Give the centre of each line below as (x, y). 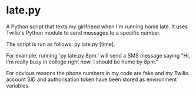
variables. (18, 85)
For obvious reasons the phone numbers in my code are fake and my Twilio (97, 73)
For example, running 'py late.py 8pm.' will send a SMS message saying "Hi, (98, 55)
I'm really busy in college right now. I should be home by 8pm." (82, 62)
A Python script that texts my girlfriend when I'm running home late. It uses (97, 26)
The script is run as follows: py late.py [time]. (61, 44)
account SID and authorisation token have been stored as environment (92, 79)
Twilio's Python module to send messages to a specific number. (83, 32)
